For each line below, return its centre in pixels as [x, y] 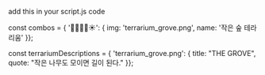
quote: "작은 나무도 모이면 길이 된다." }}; [71, 63]
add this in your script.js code [57, 11]
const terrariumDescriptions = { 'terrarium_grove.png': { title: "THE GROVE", [132, 53]
